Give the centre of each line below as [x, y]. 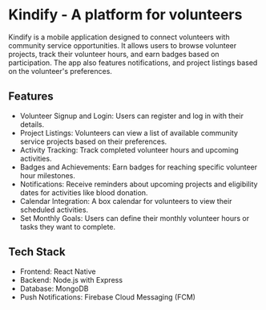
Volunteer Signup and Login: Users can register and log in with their [132, 116]
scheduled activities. [54, 210]
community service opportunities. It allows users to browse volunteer [123, 45]
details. [32, 124]
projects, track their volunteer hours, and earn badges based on [114, 54]
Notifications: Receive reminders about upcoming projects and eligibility [139, 184]
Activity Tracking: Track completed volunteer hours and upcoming [129, 149]
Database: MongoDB [54, 288]
